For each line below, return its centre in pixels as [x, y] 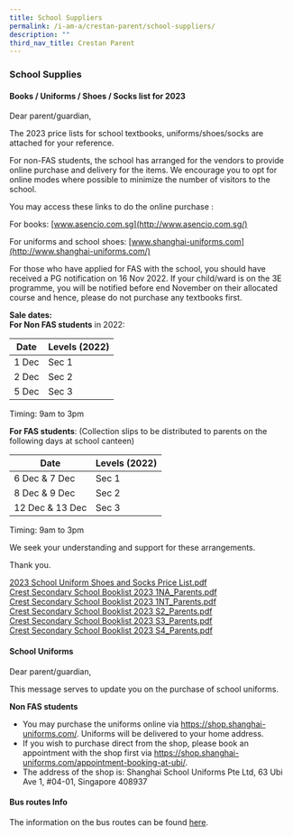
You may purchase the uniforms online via [101, 724]
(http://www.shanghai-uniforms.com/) [80, 251]
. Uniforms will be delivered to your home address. [170, 733]
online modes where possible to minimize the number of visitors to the [140, 180]
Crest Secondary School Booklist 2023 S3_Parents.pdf [111, 621]
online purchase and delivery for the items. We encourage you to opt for [143, 170]
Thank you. [30, 565]
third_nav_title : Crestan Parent [72, 43]
